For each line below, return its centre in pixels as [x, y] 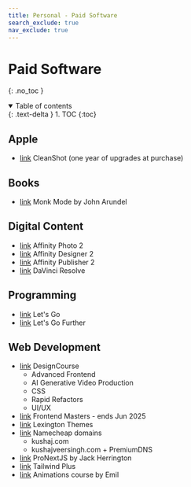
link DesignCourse [50, 366]
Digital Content [46, 226]
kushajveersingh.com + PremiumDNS [92, 450]
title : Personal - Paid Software [63, 15]
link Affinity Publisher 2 [57, 262]
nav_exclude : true [38, 30]
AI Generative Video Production [82, 383]
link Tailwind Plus [48, 467]
